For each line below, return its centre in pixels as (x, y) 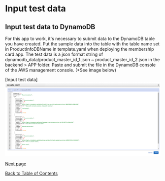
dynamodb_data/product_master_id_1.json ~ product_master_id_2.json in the (82, 59)
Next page (16, 164)
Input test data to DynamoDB (50, 27)
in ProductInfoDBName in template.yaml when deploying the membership (80, 49)
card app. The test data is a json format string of (54, 54)
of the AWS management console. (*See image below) (61, 70)
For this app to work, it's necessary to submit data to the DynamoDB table (80, 38)
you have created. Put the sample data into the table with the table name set (82, 44)
